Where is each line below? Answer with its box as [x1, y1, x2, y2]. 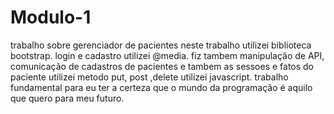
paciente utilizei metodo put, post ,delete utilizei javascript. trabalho [10, 71, 289, 83]
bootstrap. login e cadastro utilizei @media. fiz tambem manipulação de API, [10, 49, 325, 61]
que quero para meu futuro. [10, 92, 125, 104]
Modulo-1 [10, 6, 92, 29]
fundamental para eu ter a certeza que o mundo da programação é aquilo [10, 81, 313, 93]
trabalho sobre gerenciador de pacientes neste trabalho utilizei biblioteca [10, 39, 312, 51]
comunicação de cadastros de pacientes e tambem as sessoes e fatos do [10, 60, 315, 72]
